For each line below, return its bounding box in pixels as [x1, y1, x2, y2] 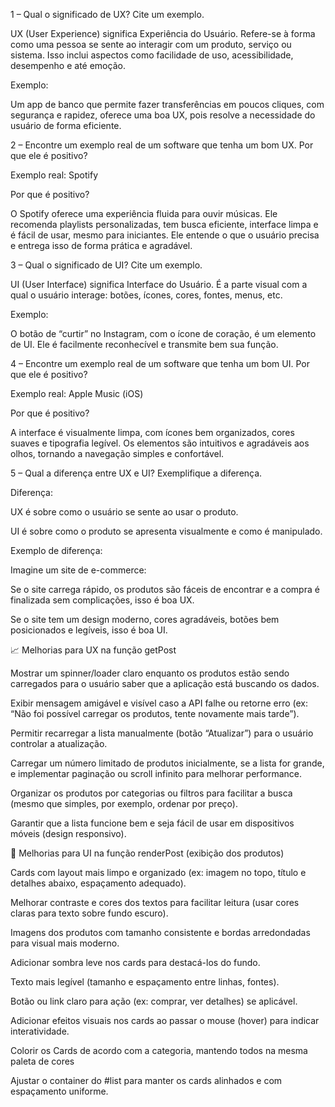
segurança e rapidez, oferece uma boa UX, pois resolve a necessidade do [10, 109, 316, 121]
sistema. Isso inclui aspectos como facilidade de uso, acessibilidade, [10, 49, 294, 61]
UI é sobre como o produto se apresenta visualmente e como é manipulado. [10, 525, 323, 537]
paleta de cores [10, 1055, 75, 1067]
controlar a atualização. [10, 738, 108, 749]
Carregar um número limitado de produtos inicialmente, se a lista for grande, [10, 757, 325, 769]
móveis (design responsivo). [10, 828, 127, 839]
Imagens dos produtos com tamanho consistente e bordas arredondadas [10, 927, 311, 938]
